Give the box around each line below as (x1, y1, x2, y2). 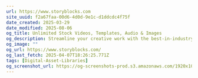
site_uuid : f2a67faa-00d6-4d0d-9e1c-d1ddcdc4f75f (6, 14, 131, 20)
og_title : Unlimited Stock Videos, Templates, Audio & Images (6, 30, 162, 36)
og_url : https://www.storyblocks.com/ (6, 47, 101, 53)
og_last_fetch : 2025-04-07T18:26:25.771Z (6, 52, 110, 58)
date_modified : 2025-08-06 (6, 25, 72, 31)
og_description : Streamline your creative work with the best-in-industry (6, 36, 194, 42)
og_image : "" (6, 42, 38, 48)
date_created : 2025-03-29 (6, 19, 70, 25)
